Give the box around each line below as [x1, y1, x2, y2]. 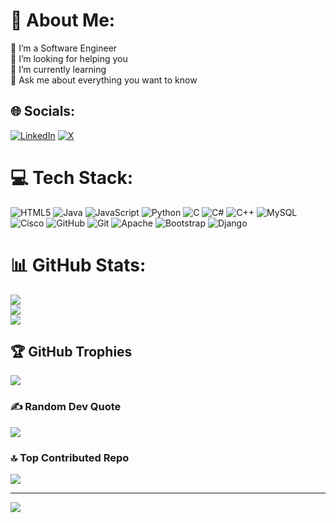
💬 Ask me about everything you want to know [10, 74, 198, 86]
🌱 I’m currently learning [10, 63, 107, 75]
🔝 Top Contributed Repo [10, 450, 130, 464]
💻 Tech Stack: [10, 166, 134, 189]
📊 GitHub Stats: [10, 254, 147, 276]
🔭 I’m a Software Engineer [10, 42, 118, 54]
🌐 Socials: [10, 103, 76, 120]
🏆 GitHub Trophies [10, 344, 133, 361]
